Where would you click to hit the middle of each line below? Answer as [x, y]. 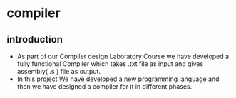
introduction [35, 39]
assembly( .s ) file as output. [59, 71]
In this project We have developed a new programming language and [118, 79]
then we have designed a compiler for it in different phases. [104, 86]
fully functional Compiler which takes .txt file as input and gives [110, 64]
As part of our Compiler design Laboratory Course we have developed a [123, 56]
